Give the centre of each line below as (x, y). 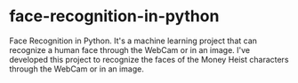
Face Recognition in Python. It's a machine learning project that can (133, 41)
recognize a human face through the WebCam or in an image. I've (130, 49)
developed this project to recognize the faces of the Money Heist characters (149, 59)
